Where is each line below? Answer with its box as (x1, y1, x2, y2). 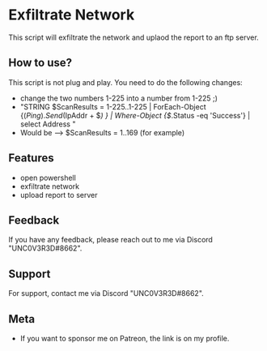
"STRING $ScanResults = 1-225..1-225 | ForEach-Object (19, 101, 206, 111)
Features (8, 152, 54, 165)
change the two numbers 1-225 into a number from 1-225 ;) (19, 93, 218, 103)
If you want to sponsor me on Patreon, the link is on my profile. (19, 334, 230, 343)
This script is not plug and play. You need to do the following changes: (8, 77, 243, 87)
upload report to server (19, 190, 98, 199)
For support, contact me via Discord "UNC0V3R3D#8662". (8, 289, 204, 298)
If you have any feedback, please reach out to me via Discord (8, 235, 213, 245)
